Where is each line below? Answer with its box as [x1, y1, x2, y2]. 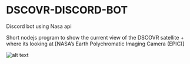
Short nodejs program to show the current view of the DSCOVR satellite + [6, 34, 184, 41]
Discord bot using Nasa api [6, 23, 72, 30]
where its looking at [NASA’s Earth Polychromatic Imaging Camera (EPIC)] [6, 40, 185, 47]
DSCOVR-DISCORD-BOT [6, 3, 128, 17]
